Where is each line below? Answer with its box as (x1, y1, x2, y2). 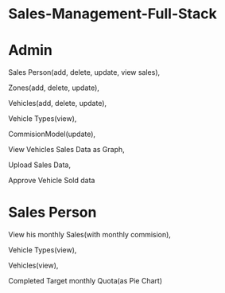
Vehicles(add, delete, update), (8, 99, 107, 108)
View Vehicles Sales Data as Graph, (8, 145, 125, 154)
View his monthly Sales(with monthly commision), (8, 230, 171, 240)
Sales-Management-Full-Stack (8, 5, 217, 23)
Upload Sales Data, (8, 160, 72, 170)
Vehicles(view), (8, 260, 59, 271)
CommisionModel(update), (8, 129, 96, 139)
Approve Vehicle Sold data (8, 176, 95, 186)
